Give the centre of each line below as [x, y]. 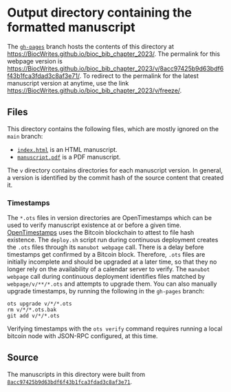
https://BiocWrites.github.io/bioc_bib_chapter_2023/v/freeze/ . [95, 90]
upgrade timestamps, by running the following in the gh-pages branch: [106, 291]
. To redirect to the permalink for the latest [139, 76]
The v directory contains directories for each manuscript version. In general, [115, 170]
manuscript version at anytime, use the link [68, 83]
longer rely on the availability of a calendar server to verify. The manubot [109, 269]
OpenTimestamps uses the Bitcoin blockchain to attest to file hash [101, 233]
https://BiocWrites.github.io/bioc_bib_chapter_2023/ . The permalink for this [114, 54]
